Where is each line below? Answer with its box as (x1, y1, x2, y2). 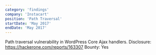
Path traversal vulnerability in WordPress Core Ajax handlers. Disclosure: (5, 39, 152, 45)
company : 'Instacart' (5, 12, 49, 17)
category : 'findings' (5, 7, 49, 12)
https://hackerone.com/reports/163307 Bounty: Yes (5, 44, 109, 50)
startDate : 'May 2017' (5, 21, 51, 26)
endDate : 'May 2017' (5, 26, 47, 30)
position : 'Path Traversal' (5, 16, 63, 21)
